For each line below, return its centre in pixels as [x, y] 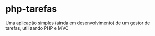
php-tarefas [31, 9]
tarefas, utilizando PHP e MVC [37, 28]
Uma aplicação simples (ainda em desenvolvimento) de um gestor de [78, 23]
